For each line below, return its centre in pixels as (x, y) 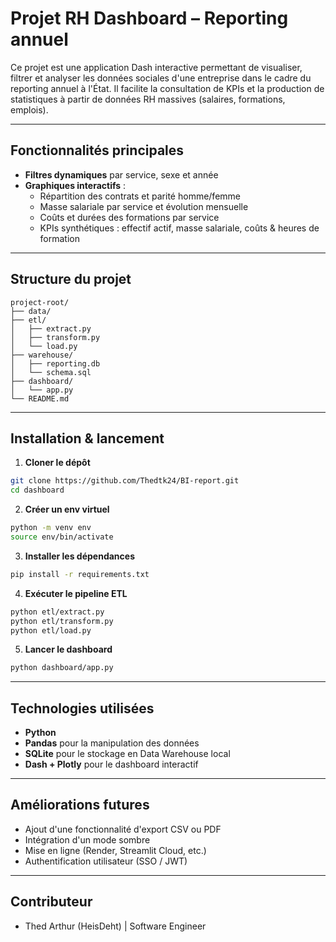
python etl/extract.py (57, 612)
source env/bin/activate (62, 537)
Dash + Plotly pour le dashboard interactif (111, 764)
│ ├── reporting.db (55, 363)
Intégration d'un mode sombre (87, 839)
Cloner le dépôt (57, 463)
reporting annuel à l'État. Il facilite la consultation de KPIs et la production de (167, 88)
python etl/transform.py (62, 621)
